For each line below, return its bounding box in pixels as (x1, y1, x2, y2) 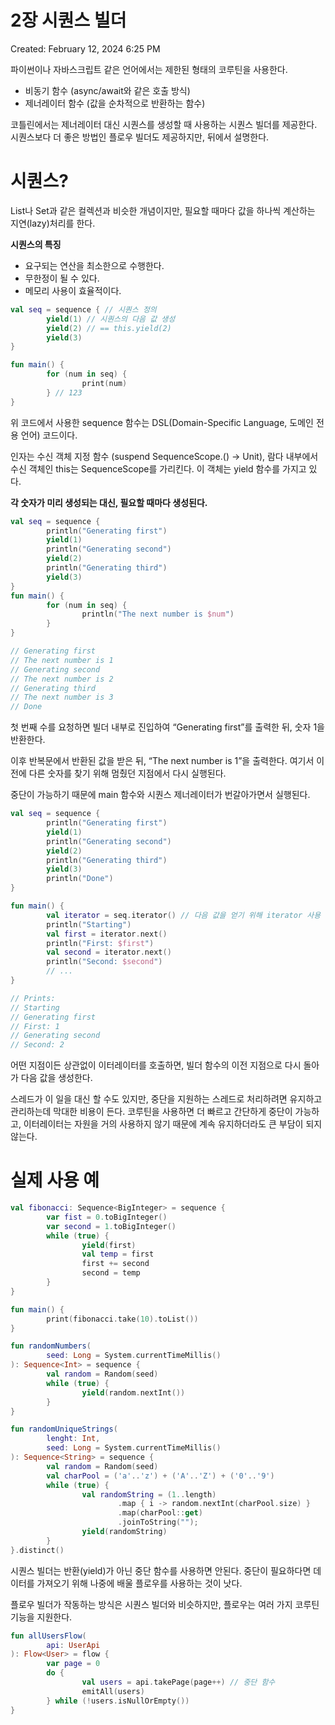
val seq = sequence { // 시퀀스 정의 (10, 304, 157, 315)
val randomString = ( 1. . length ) (81, 1489, 217, 1500)
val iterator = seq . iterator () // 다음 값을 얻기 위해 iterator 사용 (46, 910, 322, 920)
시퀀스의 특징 (10, 238, 62, 250)
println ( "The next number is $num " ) (81, 609, 235, 620)
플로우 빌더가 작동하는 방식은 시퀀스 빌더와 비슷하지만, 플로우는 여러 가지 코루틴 (10, 1598, 320, 1610)
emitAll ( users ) (81, 1686, 145, 1696)
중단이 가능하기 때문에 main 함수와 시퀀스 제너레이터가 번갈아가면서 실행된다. (10, 789, 311, 801)
